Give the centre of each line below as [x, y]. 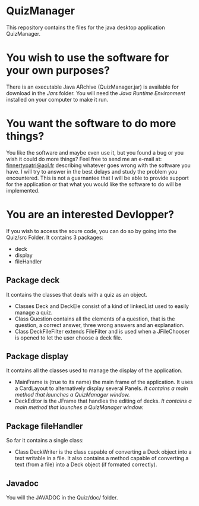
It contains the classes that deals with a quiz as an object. [77, 294]
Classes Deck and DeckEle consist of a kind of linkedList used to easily [102, 306]
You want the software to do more [91, 124]
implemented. [23, 190]
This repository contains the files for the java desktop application [86, 27]
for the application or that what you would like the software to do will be [94, 184]
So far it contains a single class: [45, 441]
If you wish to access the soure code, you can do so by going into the [91, 231]
